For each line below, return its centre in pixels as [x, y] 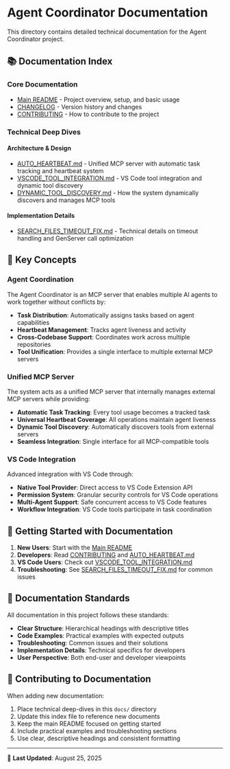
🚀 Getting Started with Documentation [90, 531]
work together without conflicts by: [56, 302]
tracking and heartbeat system [60, 170]
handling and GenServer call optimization [75, 238]
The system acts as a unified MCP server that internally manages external [111, 391]
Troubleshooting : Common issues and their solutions [92, 643]
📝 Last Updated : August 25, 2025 [54, 758]
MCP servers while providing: [49, 399]
